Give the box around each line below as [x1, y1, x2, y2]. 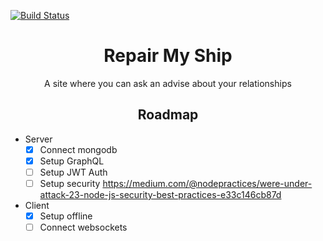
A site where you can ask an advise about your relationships [44, 77, 292, 89]
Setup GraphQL [39, 155, 105, 167]
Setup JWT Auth [39, 166, 108, 178]
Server [24, 133, 53, 145]
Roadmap [137, 106, 199, 124]
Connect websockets [39, 221, 128, 234]
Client [24, 200, 50, 211]
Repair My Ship [103, 45, 233, 67]
